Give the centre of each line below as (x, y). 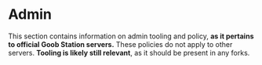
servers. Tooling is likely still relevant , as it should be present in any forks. (129, 52)
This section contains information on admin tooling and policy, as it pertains (131, 36)
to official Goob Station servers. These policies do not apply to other (120, 44)
